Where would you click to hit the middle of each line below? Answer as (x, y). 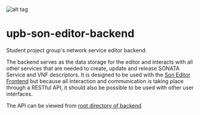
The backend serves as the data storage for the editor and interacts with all (100, 62)
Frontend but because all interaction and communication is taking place (95, 81)
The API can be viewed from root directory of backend (74, 105)
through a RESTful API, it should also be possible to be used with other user (100, 87)
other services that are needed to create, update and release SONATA (93, 68)
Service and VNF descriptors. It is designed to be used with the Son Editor (98, 75)
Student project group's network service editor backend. (77, 50)
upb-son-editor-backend (70, 34)
